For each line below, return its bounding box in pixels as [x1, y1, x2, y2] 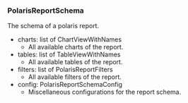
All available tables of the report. [28, 58, 123, 66]
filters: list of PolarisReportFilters [17, 66, 113, 74]
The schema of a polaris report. [7, 22, 100, 30]
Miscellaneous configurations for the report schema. [28, 87, 182, 97]
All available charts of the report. [28, 43, 124, 51]
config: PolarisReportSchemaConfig [17, 80, 122, 89]
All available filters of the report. [28, 73, 122, 81]
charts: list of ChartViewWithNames [17, 35, 122, 44]
